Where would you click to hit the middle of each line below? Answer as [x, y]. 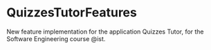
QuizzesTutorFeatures [72, 13]
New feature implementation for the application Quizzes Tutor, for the [105, 32]
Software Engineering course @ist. [56, 38]
